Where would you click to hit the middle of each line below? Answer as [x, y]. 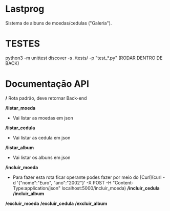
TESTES [23, 44]
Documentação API [47, 84]
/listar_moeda [20, 108]
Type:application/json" [37, 188]
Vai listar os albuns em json [41, 157]
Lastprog [25, 9]
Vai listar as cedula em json [41, 137]
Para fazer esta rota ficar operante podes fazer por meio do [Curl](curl [87, 177]
